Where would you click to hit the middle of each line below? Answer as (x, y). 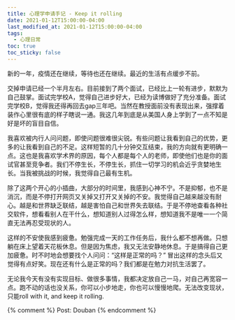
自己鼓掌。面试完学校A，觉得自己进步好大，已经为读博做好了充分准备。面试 (116, 97)
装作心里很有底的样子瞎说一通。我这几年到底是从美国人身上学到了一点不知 (114, 114)
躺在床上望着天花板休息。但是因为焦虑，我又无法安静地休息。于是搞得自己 (114, 246)
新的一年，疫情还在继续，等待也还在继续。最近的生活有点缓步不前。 (105, 73)
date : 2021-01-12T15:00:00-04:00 (56, 20)
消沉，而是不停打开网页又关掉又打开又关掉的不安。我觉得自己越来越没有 (111, 196)
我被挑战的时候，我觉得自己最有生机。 (81, 173)
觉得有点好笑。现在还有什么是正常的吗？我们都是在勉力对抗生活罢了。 (108, 263)
